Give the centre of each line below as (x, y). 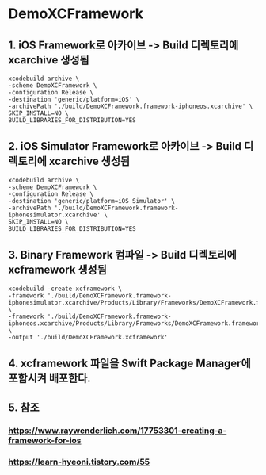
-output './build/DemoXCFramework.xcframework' (88, 337)
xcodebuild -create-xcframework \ (65, 289)
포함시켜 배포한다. (49, 379)
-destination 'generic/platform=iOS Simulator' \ (92, 201)
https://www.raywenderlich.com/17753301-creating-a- (118, 431)
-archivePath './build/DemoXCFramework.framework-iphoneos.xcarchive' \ (131, 106)
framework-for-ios (45, 441)
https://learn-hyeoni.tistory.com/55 (79, 462)
